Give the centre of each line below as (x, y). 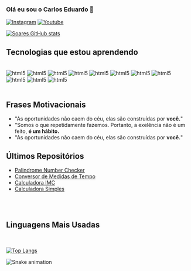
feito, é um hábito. (37, 131)
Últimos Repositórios (45, 156)
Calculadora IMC (35, 183)
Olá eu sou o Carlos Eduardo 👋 (50, 9)
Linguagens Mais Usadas (53, 225)
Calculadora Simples (39, 189)
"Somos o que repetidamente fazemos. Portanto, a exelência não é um (100, 125)
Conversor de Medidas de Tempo (55, 176)
